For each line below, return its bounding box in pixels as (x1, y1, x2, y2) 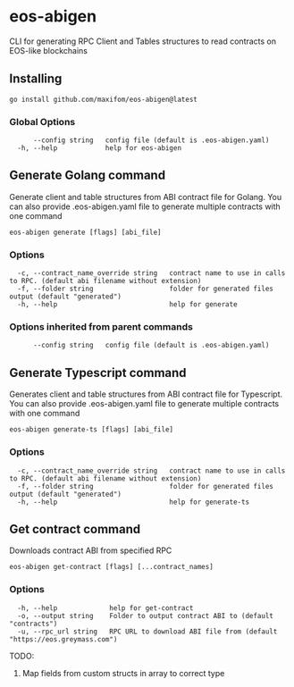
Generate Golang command (9, 168, 166, 183)
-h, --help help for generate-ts (17, 498, 250, 507)
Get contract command (9, 521, 141, 537)
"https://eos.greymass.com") (9, 634, 118, 644)
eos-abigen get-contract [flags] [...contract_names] (9, 563, 214, 572)
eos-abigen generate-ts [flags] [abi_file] (9, 425, 174, 434)
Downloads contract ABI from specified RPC (9, 545, 172, 556)
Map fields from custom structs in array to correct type (21, 667, 225, 678)
